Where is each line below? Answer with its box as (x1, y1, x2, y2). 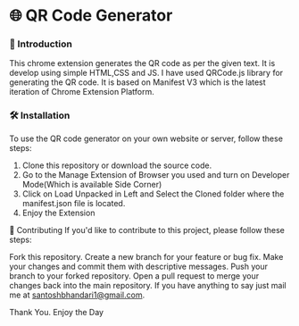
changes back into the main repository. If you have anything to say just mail (9, 280, 287, 290)
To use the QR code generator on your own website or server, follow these (9, 133, 284, 144)
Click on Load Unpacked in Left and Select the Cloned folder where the (21, 188, 285, 199)
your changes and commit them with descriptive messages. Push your (9, 261, 268, 272)
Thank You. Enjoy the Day (9, 306, 104, 317)
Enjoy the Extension (21, 207, 96, 218)
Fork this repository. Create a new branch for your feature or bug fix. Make (9, 251, 284, 262)
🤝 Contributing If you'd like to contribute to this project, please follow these (9, 224, 286, 235)
